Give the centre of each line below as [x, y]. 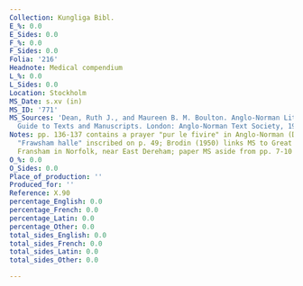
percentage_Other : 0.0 [52, 227]
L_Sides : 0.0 [34, 85]
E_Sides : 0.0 [34, 34]
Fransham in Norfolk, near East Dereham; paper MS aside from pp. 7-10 [155, 151]
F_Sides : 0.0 [34, 51]
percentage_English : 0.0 [56, 202]
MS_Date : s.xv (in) [46, 101]
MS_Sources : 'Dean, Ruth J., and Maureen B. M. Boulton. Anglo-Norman [145, 118]
